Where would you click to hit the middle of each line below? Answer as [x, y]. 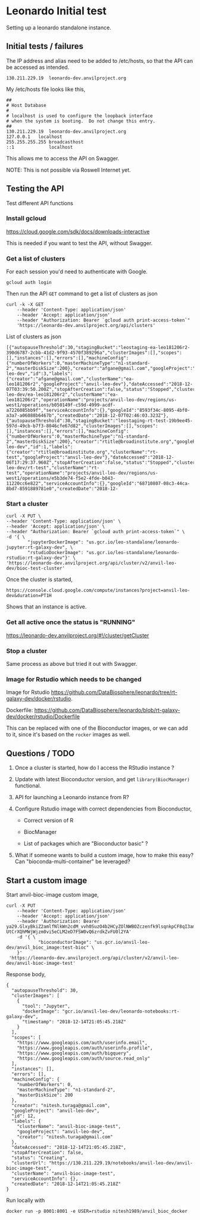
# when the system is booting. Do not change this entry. [81, 121]
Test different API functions [40, 203]
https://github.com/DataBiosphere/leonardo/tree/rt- [114, 692]
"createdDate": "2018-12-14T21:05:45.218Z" [66, 1184]
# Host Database [26, 105]
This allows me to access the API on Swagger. [63, 158]
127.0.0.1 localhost [34, 137]
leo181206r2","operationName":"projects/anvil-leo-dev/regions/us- [92, 400]
